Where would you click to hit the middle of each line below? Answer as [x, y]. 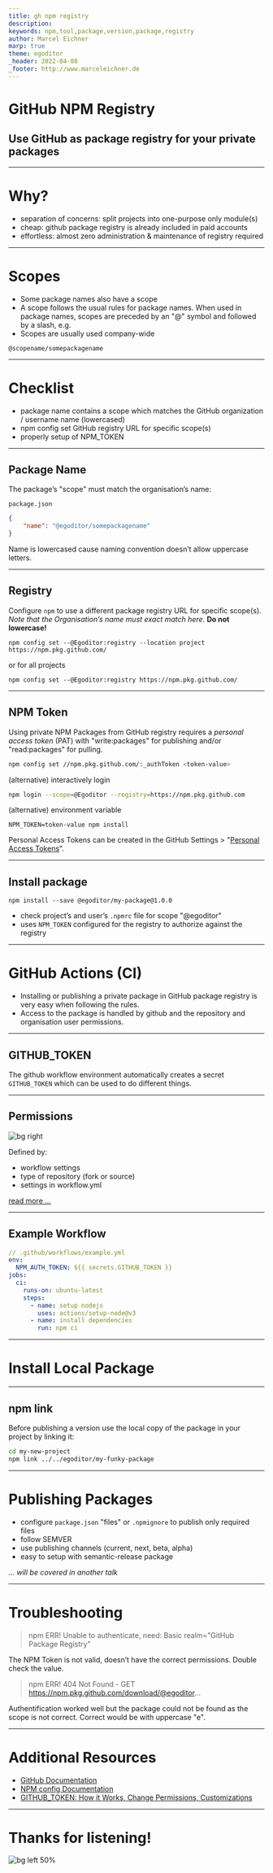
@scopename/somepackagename [56, 348]
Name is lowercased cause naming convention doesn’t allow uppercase [129, 549]
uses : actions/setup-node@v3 [87, 1313]
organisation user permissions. [72, 1022]
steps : [34, 1298]
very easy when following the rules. [80, 1004]
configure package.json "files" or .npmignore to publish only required [135, 1522]
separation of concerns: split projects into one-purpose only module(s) [139, 218]
